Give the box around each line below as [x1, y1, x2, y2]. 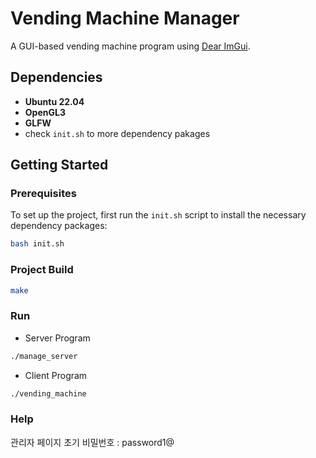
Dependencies [10, 69, 103, 86]
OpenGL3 [24, 106, 66, 118]
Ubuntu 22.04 [24, 95, 85, 107]
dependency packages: [10, 220, 108, 232]
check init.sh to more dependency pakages [24, 127, 211, 139]
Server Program [24, 332, 91, 344]
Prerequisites [10, 187, 77, 201]
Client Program [24, 369, 88, 381]
